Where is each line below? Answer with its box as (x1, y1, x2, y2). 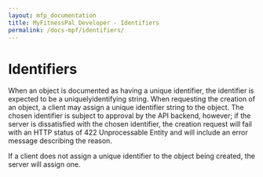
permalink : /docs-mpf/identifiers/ (8, 26, 125, 34)
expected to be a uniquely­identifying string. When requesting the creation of (8, 94, 256, 104)
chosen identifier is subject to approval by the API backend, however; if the (8, 111, 251, 120)
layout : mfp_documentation (8, 11, 97, 20)
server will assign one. (8, 160, 81, 169)
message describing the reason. (8, 136, 112, 146)
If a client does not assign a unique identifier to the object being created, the (8, 151, 255, 161)
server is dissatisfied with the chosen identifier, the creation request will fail (8, 120, 253, 129)
